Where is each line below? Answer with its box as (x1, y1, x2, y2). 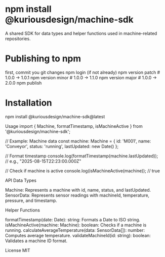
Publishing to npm (5, 53, 82, 64)
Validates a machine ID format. (5, 238, 68, 244)
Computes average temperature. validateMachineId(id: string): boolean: (5, 232, 151, 238)
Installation (5, 98, 52, 108)
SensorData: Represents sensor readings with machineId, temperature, (5, 192, 150, 198)
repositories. (5, 36, 31, 42)
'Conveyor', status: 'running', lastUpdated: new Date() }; (5, 143, 119, 149)
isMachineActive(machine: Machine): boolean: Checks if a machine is (5, 222, 147, 228)
